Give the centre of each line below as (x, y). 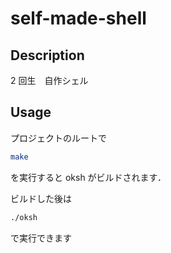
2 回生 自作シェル (49, 80)
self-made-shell (78, 18)
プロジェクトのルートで (58, 138)
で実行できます (41, 238)
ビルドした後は (41, 198)
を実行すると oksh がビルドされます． (88, 177)
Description (47, 55)
